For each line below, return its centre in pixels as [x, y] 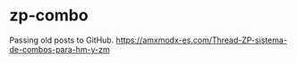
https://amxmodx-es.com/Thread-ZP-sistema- [202, 40]
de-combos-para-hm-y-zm [59, 49]
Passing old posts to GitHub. [62, 40]
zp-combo [49, 16]
